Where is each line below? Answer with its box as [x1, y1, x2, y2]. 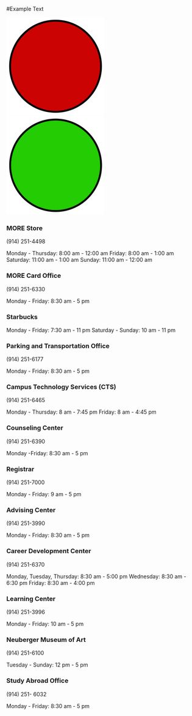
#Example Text [6, 6, 44, 12]
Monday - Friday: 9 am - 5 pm [6, 491, 82, 498]
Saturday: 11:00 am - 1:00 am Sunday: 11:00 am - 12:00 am [6, 256, 152, 264]
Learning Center [6, 594, 56, 603]
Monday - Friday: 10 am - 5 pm [6, 620, 84, 627]
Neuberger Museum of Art [6, 635, 87, 644]
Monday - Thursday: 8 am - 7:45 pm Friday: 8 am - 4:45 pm [6, 408, 157, 416]
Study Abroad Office [6, 676, 69, 685]
